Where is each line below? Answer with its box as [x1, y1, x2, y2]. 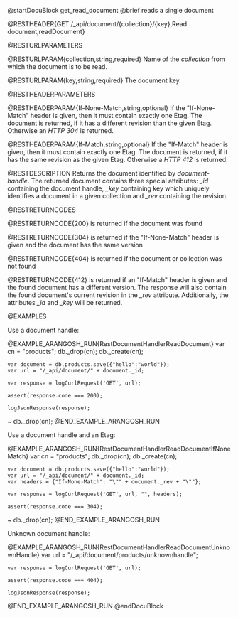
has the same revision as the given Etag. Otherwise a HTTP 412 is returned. [7, 156, 229, 163]
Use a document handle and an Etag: [7, 431, 116, 439]
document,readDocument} [7, 28, 85, 36]
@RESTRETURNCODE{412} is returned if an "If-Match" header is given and [7, 276, 227, 284]
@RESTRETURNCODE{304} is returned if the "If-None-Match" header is [7, 233, 220, 241]
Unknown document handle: [7, 530, 90, 537]
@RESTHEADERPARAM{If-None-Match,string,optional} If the [7, 104, 186, 112]
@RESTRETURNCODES [7, 205, 76, 214]
